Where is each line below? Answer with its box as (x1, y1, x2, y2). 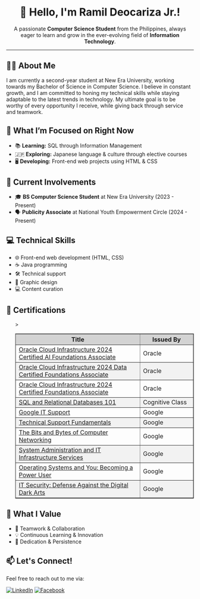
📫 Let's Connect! (6, 556, 73, 566)
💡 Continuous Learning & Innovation (14, 531, 104, 538)
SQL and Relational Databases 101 (18, 398, 117, 406)
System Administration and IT (18, 446, 101, 454)
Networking (18, 436, 52, 444)
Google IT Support (18, 408, 70, 416)
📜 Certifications (6, 305, 66, 315)
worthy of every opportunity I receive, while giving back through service (6, 102, 183, 109)
